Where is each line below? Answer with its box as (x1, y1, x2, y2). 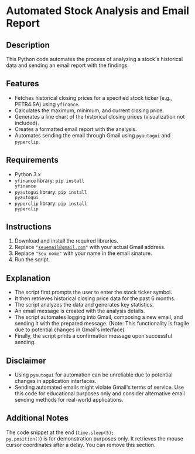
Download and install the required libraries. (14, 237, 118, 244)
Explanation (6, 273, 51, 283)
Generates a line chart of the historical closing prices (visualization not (14, 113, 185, 120)
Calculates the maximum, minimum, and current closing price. (14, 107, 165, 114)
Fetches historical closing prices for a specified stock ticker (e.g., (14, 94, 173, 101)
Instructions (6, 222, 52, 232)
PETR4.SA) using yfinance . (14, 100, 80, 107)
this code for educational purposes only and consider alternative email (14, 390, 186, 397)
